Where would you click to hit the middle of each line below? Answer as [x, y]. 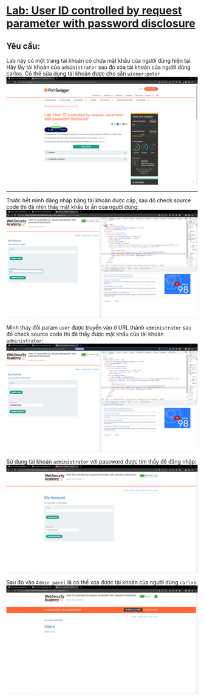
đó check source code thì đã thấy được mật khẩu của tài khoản [85, 334]
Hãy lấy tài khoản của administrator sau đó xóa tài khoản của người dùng [99, 67]
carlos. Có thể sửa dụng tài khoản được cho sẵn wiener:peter [83, 73]
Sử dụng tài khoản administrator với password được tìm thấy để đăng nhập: [101, 461]
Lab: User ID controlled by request [94, 11]
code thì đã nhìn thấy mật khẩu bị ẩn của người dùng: [73, 207]
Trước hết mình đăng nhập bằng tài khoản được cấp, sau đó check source [99, 200]
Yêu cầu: [23, 46]
